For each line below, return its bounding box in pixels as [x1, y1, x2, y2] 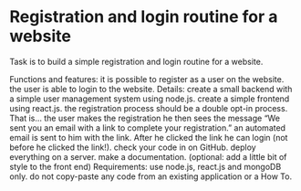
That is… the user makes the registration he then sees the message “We [9, 112, 281, 123]
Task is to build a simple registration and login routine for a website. [9, 56, 264, 67]
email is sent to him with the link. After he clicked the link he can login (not [9, 132, 288, 143]
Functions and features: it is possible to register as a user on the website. [9, 73, 285, 84]
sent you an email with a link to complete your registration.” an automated [9, 122, 285, 133]
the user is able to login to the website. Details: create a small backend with [9, 83, 293, 94]
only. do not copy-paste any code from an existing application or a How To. [9, 171, 293, 182]
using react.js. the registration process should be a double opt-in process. [9, 102, 288, 113]
